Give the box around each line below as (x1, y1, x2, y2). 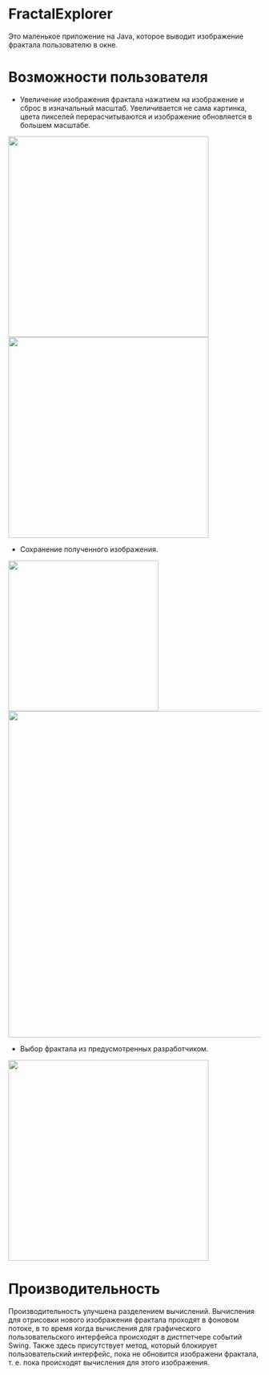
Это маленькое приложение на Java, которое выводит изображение (8, 31, 244, 41)
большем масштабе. (19, 120, 90, 129)
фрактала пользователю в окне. (8, 39, 118, 49)
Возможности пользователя (8, 68, 208, 87)
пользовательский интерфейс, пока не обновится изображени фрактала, (8, 1348, 259, 1358)
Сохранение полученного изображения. (19, 544, 159, 554)
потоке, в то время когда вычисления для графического (8, 1323, 202, 1333)
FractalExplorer (8, 5, 114, 23)
